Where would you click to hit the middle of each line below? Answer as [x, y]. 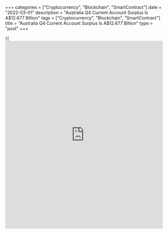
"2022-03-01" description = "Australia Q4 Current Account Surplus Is [77, 13]
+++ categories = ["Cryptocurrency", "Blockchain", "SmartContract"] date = [83, 7]
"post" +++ [17, 29]
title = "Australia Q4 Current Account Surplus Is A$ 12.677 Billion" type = [79, 23]
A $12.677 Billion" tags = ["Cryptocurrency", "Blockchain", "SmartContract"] [83, 18]
